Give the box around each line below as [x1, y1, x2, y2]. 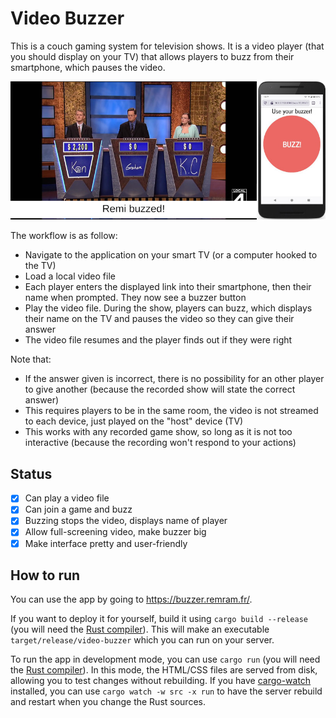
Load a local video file [24, 270, 116, 282]
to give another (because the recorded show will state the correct [24, 383, 296, 396]
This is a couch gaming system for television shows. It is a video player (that [10, 40, 325, 52]
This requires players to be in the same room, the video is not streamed [24, 405, 319, 417]
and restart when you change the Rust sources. [10, 696, 206, 708]
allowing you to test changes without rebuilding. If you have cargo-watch [10, 675, 312, 687]
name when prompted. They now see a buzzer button [24, 292, 247, 304]
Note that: [10, 353, 52, 366]
